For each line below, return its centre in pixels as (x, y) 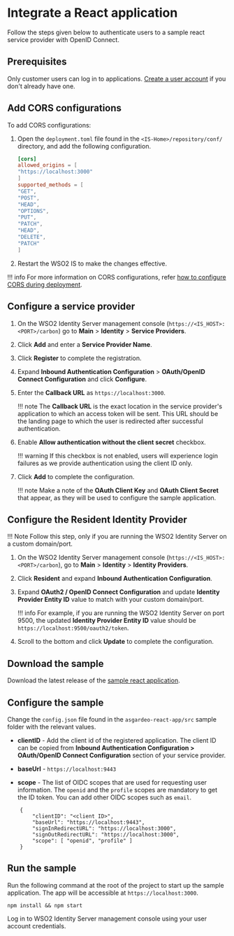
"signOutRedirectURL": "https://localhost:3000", (106, 834)
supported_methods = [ (50, 185)
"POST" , (28, 198)
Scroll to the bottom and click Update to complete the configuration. (116, 642)
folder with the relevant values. (52, 727)
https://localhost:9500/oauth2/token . (73, 628)
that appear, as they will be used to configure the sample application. (117, 497)
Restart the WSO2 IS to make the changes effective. (92, 263)
